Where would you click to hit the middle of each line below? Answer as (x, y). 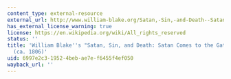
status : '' (23, 39)
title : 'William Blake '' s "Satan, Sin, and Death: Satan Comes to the (110, 45)
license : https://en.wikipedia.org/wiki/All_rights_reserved (97, 33)
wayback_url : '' (30, 65)
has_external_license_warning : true (59, 26)
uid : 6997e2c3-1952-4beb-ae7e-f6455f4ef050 (70, 58)
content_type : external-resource (55, 13)
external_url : (27, 20)
